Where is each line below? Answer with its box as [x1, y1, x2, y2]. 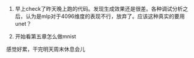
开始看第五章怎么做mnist [14, 33, 76, 40]
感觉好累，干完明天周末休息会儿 [6, 45, 85, 53]
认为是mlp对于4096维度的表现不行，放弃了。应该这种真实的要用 [25, 13, 185, 20]
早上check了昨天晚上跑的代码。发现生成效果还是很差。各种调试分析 [14, 5, 183, 12]
